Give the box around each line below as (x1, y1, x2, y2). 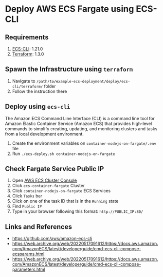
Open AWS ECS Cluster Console (12, 177, 77, 183)
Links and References (5, 223, 72, 231)
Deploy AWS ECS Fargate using (5, 3, 134, 15)
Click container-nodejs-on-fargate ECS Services (12, 188, 111, 194)
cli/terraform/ (12, 84, 43, 89)
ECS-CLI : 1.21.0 (12, 46, 43, 52)
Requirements (5, 33, 49, 41)
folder (43, 83, 56, 89)
